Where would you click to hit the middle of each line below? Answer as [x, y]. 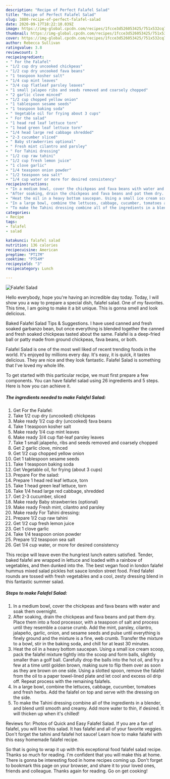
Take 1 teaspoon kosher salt [42, 426]
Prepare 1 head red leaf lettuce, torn [50, 480]
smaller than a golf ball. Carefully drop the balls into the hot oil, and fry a [88, 659]
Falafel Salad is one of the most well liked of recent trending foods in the [81, 349]
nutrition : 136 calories [32, 245]
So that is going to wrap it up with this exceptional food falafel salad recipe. [84, 749]
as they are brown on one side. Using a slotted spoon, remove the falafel [89, 670]
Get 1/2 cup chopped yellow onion [49, 453]
